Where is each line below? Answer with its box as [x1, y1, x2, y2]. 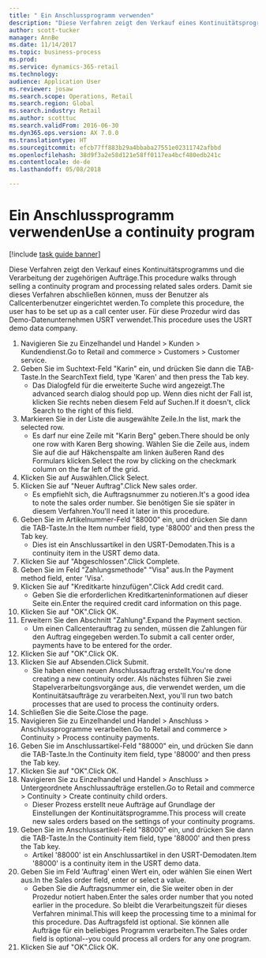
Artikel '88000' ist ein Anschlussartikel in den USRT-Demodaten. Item [32, 850, 257, 859]
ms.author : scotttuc [9, 114, 77, 122]
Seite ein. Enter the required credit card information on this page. [32, 598, 242, 608]
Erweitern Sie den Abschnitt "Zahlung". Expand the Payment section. [20, 615, 243, 624]
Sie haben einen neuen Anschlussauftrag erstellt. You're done [32, 665, 231, 675]
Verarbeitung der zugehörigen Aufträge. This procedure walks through [9, 273, 237, 283]
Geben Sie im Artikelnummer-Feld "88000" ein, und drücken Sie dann [20, 515, 248, 524]
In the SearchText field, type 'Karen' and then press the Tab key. [39, 372, 249, 381]
